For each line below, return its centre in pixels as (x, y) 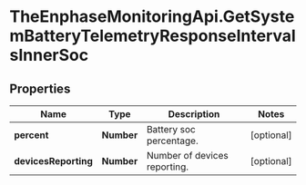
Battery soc (171, 129)
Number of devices (188, 156)
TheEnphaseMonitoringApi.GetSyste (152, 17)
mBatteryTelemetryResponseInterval (153, 36)
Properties (40, 88)
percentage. (172, 141)
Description (194, 114)
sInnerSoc (49, 55)
